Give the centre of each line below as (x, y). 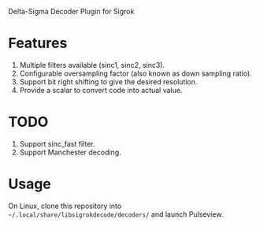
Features (38, 43)
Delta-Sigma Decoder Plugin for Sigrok (71, 11)
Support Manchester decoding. (71, 152)
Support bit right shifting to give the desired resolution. (108, 81)
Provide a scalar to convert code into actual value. (101, 90)
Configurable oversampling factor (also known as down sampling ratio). (136, 73)
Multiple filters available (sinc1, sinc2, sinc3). (92, 65)
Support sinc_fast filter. (57, 143)
